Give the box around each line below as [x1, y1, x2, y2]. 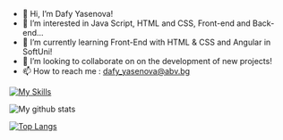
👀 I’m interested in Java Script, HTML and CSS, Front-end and [21, 18, 251, 29]
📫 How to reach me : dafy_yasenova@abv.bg [21, 66, 191, 76]
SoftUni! [21, 46, 53, 57]
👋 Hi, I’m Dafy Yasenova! [21, 9, 114, 19]
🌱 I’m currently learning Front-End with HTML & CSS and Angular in [21, 37, 271, 47]
